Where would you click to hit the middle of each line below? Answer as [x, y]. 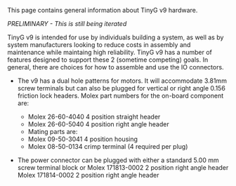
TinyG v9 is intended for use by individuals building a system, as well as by [116, 37]
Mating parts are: [53, 132]
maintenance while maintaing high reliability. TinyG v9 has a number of [110, 52]
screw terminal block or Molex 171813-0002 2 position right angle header [123, 167]
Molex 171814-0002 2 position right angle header [88, 175]
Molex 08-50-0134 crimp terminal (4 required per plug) [108, 146]
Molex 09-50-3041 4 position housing [83, 139]
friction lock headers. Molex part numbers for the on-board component [120, 95]
